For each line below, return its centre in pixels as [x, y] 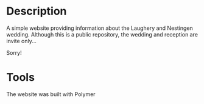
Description [37, 11]
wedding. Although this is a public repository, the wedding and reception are [102, 34]
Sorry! [14, 52]
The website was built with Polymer [51, 94]
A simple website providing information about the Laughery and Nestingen [100, 28]
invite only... [21, 41]
